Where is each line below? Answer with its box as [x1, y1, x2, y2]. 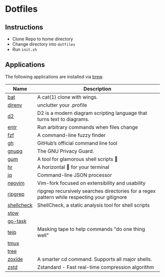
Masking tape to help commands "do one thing [37, 225, 145, 232]
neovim [7, 179, 25, 186]
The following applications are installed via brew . [5, 74, 104, 80]
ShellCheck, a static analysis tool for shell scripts [37, 201, 150, 208]
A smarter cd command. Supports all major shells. [37, 255, 152, 262]
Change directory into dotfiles [12, 41, 76, 47]
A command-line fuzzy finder [37, 132, 106, 138]
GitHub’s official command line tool [37, 139, 118, 146]
